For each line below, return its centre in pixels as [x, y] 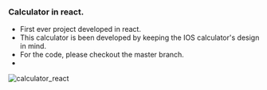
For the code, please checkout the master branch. [102, 55]
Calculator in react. [46, 12]
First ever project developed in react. [80, 29]
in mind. [33, 46]
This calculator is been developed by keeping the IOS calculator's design [139, 37]
